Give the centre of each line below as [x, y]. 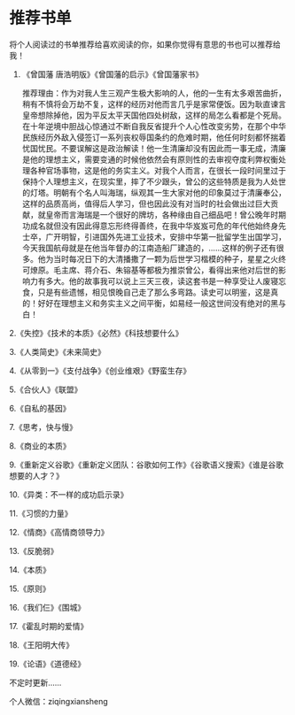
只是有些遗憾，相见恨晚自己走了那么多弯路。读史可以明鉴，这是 [154, 292]
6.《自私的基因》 [40, 408]
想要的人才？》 [36, 475]
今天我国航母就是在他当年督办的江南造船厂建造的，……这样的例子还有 [149, 248]
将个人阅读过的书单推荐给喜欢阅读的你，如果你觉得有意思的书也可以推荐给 [145, 44]
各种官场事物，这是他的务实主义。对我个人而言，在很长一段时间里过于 [158, 170]
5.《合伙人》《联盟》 [46, 389]
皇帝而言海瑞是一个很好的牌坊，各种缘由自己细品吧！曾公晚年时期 [166, 214]
